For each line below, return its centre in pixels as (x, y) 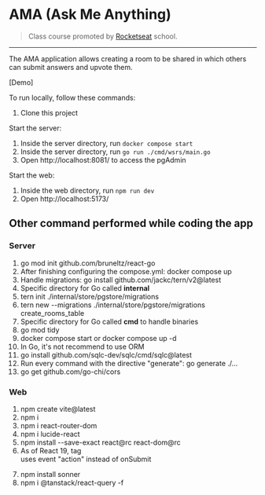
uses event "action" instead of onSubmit (86, 459)
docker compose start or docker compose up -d (98, 338)
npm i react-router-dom (59, 425)
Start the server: (35, 128)
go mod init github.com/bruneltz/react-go (88, 263)
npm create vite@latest (58, 409)
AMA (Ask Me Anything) (90, 15)
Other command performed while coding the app (131, 224)
